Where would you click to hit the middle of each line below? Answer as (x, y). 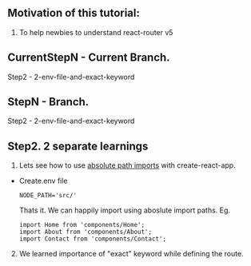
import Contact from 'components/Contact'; (93, 239)
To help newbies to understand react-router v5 (96, 32)
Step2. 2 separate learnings (78, 146)
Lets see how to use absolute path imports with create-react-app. (127, 165)
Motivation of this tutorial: (74, 13)
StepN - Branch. (48, 102)
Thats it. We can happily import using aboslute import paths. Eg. (125, 210)
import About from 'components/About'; (86, 232)
